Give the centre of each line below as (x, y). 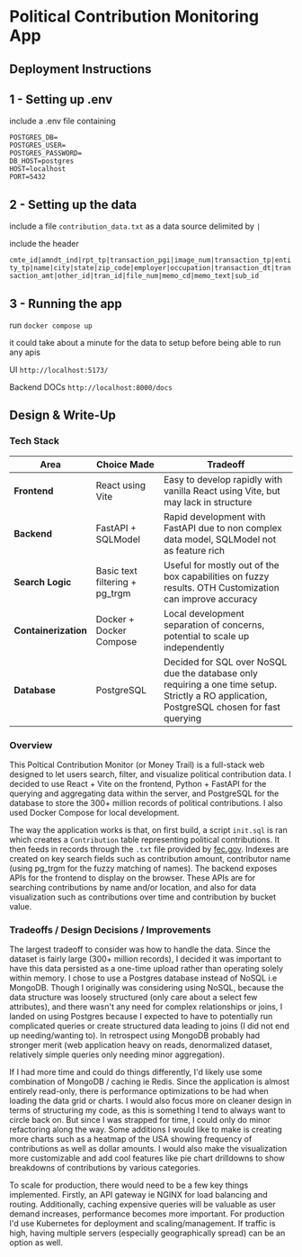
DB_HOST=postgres (42, 161)
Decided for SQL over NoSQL (225, 662)
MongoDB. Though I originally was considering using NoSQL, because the (147, 988)
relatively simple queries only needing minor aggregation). (117, 1054)
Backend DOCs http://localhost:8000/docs (91, 387)
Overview (31, 745)
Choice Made (125, 464)
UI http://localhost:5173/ (59, 370)
